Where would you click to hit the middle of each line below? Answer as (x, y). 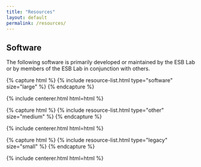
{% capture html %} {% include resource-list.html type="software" (90, 80)
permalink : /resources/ (36, 23)
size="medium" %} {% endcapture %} (54, 117)
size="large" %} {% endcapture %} (51, 87)
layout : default (27, 18)
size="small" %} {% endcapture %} (51, 146)
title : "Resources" (31, 12)
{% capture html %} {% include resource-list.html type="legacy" (87, 140)
